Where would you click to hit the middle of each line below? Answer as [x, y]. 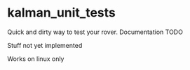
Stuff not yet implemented [45, 45]
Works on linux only [36, 59]
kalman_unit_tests [61, 13]
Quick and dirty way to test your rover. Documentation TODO [95, 32]
